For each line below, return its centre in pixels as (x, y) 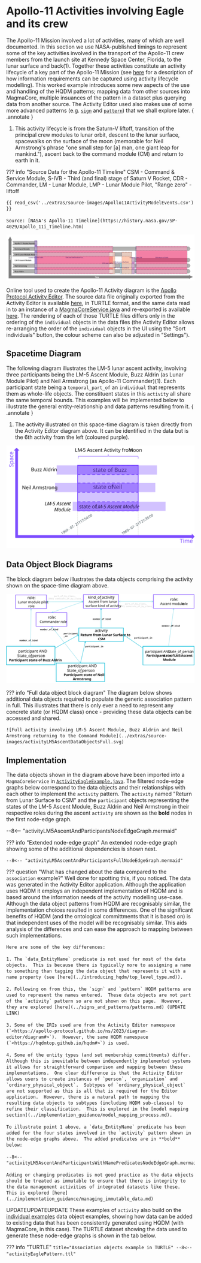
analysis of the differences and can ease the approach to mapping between (100, 929)
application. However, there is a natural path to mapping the (88, 1097)
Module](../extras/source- (133, 736)
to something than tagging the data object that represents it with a (96, 971)
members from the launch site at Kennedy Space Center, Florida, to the (94, 59)
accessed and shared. (33, 718)
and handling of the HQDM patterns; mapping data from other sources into (98, 91)
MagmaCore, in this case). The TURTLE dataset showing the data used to (97, 1229)
